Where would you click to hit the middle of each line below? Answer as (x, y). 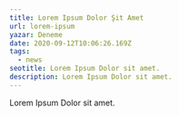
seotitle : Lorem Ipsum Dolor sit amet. (85, 69)
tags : (20, 52)
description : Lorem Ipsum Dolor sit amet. (91, 77)
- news (30, 60)
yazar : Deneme (36, 34)
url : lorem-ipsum (42, 26)
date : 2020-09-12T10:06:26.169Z (70, 43)
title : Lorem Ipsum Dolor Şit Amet (77, 18)
